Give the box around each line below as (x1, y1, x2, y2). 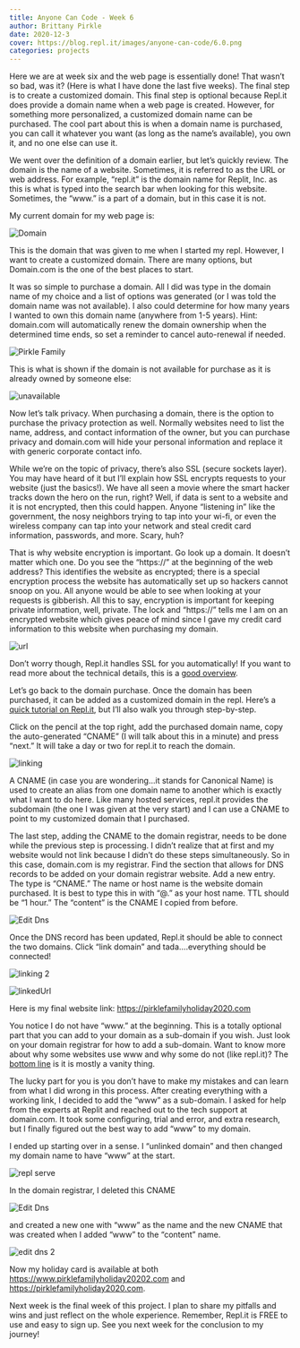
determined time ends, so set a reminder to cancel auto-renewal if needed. (9, 329, 287, 340)
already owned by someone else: (9, 373, 132, 384)
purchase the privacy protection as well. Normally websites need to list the (9, 417, 285, 428)
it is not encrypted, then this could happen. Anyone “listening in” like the (9, 502, 276, 512)
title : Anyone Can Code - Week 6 (9, 13, 134, 22)
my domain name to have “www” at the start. (9, 1150, 176, 1161)
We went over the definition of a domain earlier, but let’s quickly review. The (9, 155, 289, 166)
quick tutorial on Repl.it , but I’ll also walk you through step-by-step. (9, 704, 257, 715)
